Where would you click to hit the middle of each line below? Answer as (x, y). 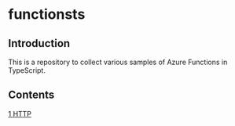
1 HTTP (20, 113)
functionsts (47, 14)
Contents (31, 95)
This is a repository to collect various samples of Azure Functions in (118, 62)
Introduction (39, 43)
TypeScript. (27, 70)
